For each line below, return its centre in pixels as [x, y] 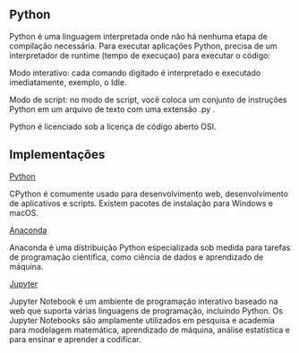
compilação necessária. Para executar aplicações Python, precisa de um [143, 46]
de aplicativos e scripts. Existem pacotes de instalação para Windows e [141, 203]
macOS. [24, 212]
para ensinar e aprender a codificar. [75, 339]
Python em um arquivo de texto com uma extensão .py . [112, 109]
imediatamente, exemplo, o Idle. [68, 82]
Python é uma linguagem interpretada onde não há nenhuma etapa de [139, 36]
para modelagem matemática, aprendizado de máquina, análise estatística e [150, 330]
